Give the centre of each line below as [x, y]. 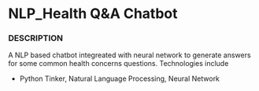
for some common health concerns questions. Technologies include [118, 64]
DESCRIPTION [36, 38]
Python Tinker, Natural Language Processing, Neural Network [120, 78]
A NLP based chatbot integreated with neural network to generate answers [129, 55]
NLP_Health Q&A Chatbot [93, 14]
